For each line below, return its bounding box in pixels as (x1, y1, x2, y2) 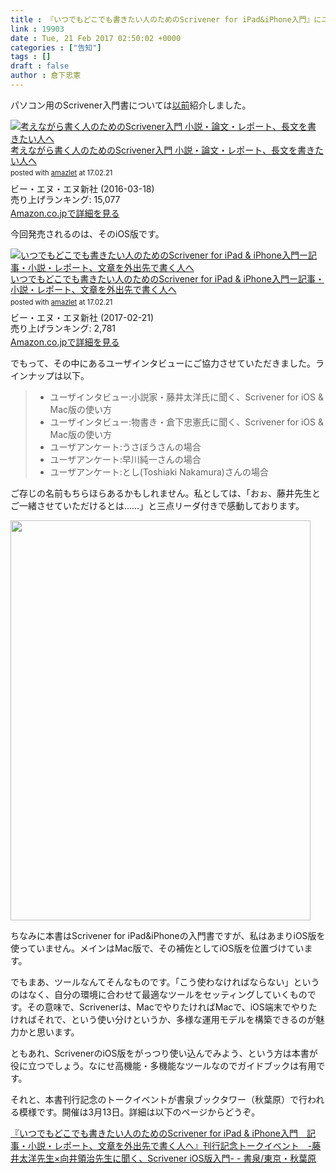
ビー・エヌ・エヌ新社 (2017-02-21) (10, 312, 155, 324)
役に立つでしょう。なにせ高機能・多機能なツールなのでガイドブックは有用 (10, 1059, 317, 1071)
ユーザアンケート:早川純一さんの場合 (49, 453, 202, 465)
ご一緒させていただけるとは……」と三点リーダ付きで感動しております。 (10, 499, 305, 511)
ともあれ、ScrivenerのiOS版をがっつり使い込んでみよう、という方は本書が (10, 1047, 318, 1059)
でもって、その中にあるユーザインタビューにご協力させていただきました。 (10, 357, 317, 369)
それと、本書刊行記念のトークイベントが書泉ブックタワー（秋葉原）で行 (10, 1093, 308, 1105)
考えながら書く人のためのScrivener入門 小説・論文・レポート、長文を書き (10, 144, 315, 156)
